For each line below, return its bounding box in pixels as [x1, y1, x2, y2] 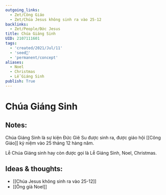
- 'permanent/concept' [10, 55, 58, 60]
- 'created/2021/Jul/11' [10, 45, 63, 51]
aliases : [5, 60, 24, 65]
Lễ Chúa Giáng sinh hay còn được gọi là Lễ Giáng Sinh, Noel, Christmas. [5, 150, 157, 156]
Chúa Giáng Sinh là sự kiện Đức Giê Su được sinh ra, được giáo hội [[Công [5, 134, 161, 140]
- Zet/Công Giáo [10, 12, 44, 17]
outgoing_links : [5, 7, 40, 13]
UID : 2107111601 [5, 36, 40, 41]
